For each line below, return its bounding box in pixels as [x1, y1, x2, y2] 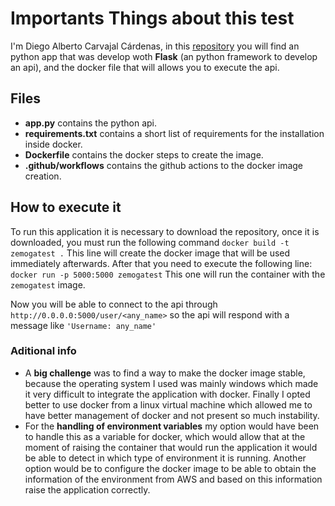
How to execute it [10, 199, 122, 216]
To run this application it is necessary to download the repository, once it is [10, 225, 320, 237]
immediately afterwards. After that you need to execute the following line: [10, 257, 313, 269]
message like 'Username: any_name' [10, 319, 157, 331]
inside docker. [24, 138, 83, 150]
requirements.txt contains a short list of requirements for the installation [24, 127, 325, 139]
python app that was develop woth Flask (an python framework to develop [10, 50, 318, 62]
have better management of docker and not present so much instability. [24, 409, 320, 421]
